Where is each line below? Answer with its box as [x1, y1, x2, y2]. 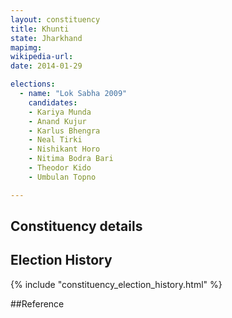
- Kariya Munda [28, 107, 92, 117]
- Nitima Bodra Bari [28, 154, 114, 164]
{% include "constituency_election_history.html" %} [10, 278, 223, 290]
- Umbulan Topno [28, 172, 97, 182]
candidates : [28, 97, 78, 108]
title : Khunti [10, 24, 70, 34]
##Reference [10, 297, 65, 310]
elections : [10, 79, 56, 90]
